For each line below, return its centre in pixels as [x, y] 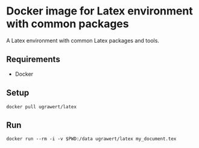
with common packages [68, 24]
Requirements [33, 59]
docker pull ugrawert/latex [42, 106]
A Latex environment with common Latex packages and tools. [83, 40]
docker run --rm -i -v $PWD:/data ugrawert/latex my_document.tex [91, 139]
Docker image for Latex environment [99, 11]
